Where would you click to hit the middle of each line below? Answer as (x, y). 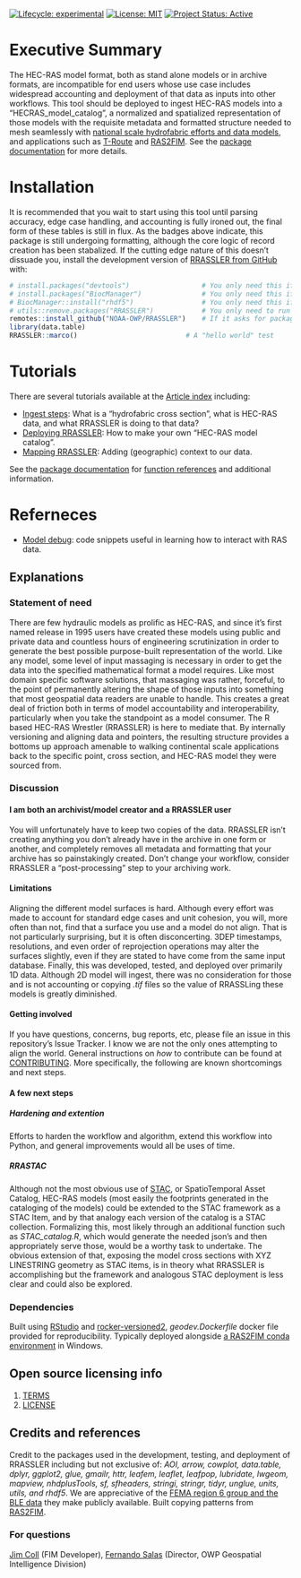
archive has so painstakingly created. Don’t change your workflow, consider (149, 858)
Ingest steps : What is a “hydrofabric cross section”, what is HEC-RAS (150, 413)
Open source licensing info (86, 1374)
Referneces (53, 515)
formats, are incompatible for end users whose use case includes (130, 84)
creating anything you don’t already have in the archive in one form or (138, 839)
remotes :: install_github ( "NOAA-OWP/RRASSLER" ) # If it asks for (138, 319)
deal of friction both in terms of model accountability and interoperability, (144, 708)
